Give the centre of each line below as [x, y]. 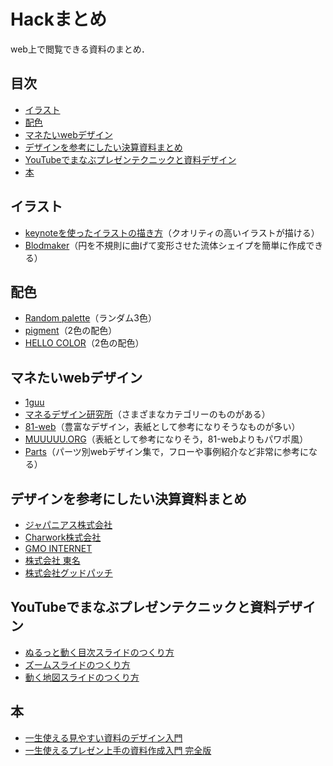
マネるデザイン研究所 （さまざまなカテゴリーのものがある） [147, 414]
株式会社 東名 [52, 560]
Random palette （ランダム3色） [91, 318]
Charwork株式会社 [63, 537]
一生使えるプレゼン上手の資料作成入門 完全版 [118, 750]
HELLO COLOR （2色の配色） [84, 343]
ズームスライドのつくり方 [77, 664]
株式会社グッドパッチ [68, 573]
